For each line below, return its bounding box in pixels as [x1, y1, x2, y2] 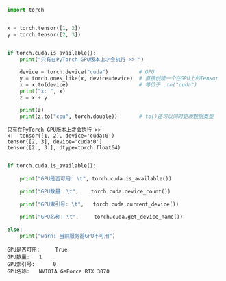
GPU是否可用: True [7, 246, 68, 253]
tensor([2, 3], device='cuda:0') [7, 138, 103, 145]
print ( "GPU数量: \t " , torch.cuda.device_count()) [19, 188, 171, 195]
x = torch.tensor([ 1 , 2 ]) [7, 25, 81, 32]
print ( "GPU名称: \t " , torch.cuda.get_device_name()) [19, 213, 184, 221]
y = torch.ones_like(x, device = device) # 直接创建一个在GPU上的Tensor [19, 75, 219, 82]
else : [7, 226, 23, 233]
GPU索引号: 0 [7, 260, 57, 267]
